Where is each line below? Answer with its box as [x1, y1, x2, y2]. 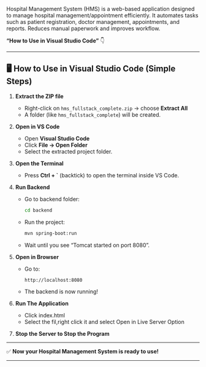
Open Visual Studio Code [24, 134, 90, 142]
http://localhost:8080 [24, 277, 83, 283]
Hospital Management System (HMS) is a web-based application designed [6, 6, 195, 12]
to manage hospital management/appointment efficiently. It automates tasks [6, 12, 199, 19]
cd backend [24, 207, 53, 214]
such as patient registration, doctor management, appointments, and [6, 18, 180, 25]
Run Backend [15, 183, 50, 191]
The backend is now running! [24, 288, 98, 295]
